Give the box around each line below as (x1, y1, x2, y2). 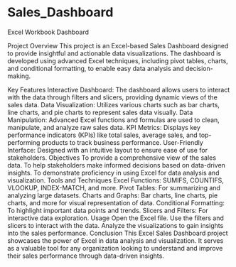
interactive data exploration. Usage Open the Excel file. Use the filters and (7, 214, 224, 222)
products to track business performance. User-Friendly (41, 138, 204, 146)
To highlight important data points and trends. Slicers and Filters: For (7, 206, 208, 214)
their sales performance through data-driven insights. (7, 251, 165, 260)
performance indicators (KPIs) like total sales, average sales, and (7, 131, 198, 139)
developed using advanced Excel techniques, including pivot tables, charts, (7, 56, 229, 65)
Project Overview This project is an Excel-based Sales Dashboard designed (7, 41, 229, 50)
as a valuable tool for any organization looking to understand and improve (7, 244, 223, 252)
